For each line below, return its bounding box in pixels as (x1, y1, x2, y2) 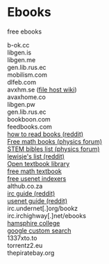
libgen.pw (7, 100, 36, 108)
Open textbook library (7, 159, 70, 168)
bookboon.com (7, 115, 51, 123)
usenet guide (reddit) (7, 196, 68, 205)
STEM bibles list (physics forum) (7, 145, 100, 153)
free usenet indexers (7, 174, 67, 182)
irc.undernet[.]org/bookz (7, 204, 78, 212)
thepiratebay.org (7, 249, 55, 257)
